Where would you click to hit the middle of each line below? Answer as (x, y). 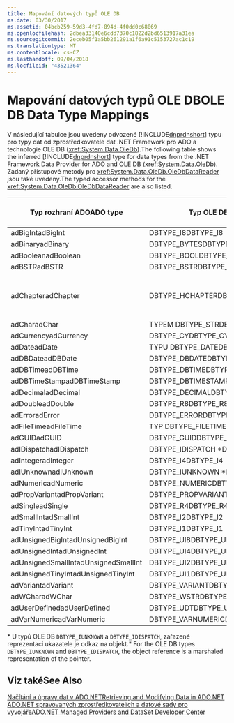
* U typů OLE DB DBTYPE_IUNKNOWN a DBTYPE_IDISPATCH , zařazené (99, 636)
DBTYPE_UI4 (170, 551)
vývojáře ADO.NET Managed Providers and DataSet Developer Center (106, 712)
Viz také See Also (45, 680)
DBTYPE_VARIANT (179, 585)
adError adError (36, 415)
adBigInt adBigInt (38, 232)
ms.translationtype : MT (42, 46)
